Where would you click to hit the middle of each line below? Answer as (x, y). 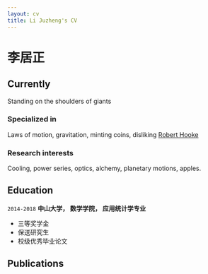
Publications (36, 264)
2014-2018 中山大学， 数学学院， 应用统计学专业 (77, 208)
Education (30, 190)
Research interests (41, 153)
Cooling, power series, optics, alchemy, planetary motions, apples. (104, 168)
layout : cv (23, 14)
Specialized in (32, 119)
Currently (29, 84)
